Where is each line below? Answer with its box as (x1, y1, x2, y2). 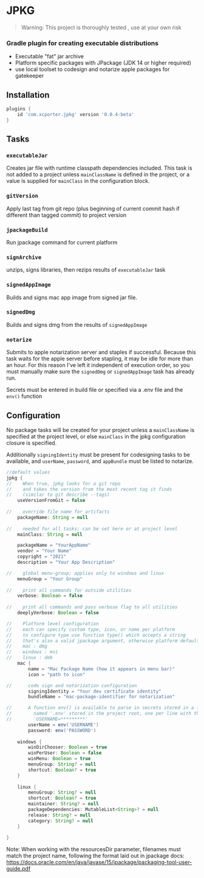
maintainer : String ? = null (28, 801, 99, 807)
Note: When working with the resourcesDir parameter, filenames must (6, 846, 181, 853)
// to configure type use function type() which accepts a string (6, 632, 186, 638)
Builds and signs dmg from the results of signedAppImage (6, 321, 148, 328)
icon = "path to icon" (28, 671, 86, 677)
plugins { (6, 106, 32, 112)
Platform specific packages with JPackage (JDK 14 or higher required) (15, 59, 192, 67)
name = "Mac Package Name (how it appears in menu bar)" (28, 666, 175, 672)
